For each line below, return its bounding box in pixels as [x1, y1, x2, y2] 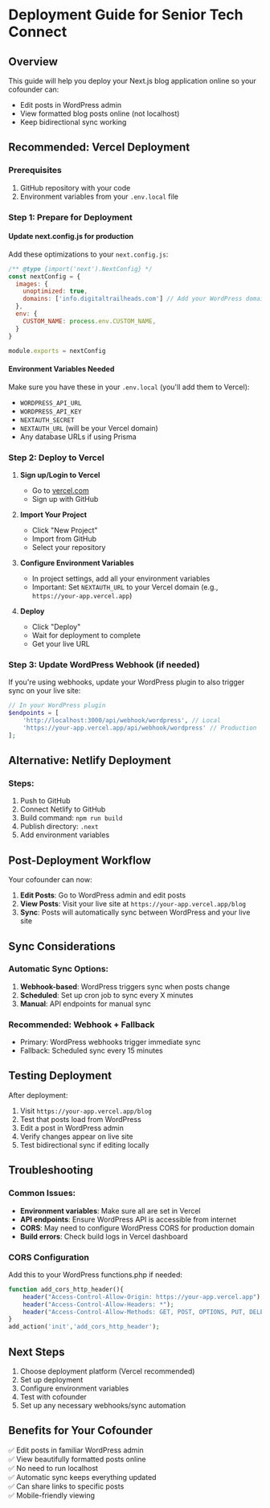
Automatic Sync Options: [8, 964, 109, 975]
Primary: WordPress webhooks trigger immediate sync [19, 1038, 201, 1047]
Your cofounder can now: [8, 875, 92, 885]
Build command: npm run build [19, 813, 123, 823]
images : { [15, 280, 48, 288]
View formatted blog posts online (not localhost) [19, 109, 180, 118]
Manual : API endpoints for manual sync [19, 999, 151, 1009]
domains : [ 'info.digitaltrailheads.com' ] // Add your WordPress [22, 295, 243, 303]
